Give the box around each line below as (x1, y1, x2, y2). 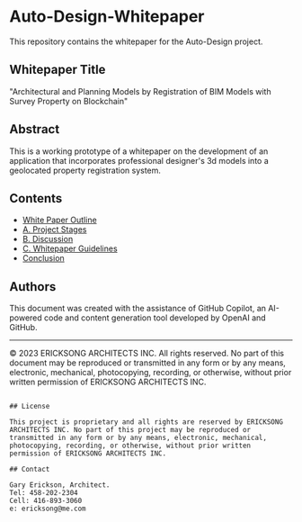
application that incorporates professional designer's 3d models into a (9, 155, 270, 166)
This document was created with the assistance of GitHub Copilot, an (9, 303, 267, 314)
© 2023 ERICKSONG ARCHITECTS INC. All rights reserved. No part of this (9, 348, 285, 359)
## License (9, 402, 50, 411)
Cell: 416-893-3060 (9, 497, 83, 506)
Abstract (9, 121, 60, 137)
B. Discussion (22, 234, 74, 245)
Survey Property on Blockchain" (9, 95, 129, 106)
